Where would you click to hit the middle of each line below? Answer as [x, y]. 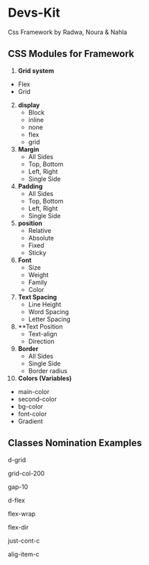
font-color [32, 413]
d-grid [17, 459]
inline [36, 120]
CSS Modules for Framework [71, 54]
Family [38, 282]
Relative [40, 230]
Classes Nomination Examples [75, 443]
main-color [34, 391]
